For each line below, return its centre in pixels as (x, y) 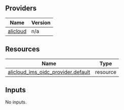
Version (41, 22)
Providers (21, 8)
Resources (23, 49)
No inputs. (16, 102)
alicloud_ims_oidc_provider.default (49, 72)
